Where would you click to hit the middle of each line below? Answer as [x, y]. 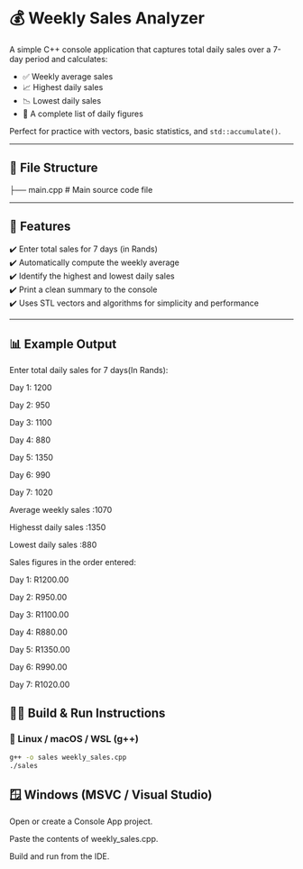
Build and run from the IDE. [60, 856]
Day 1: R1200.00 [39, 580]
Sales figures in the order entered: [73, 563]
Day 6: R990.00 [38, 667]
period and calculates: [67, 59]
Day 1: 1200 [31, 388]
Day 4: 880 [30, 440]
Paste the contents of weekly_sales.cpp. [84, 838]
